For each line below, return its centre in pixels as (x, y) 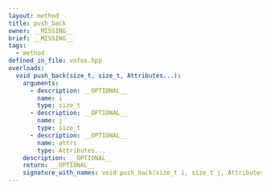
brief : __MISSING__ (41, 38)
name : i (50, 98)
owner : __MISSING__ (41, 31)
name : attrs (57, 143)
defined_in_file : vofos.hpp (55, 61)
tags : (17, 46)
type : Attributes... (72, 150)
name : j (50, 121)
